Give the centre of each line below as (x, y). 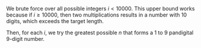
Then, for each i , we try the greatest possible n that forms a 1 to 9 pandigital (100, 33)
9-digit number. (25, 39)
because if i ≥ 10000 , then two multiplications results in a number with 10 (97, 15)
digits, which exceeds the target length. (55, 21)
